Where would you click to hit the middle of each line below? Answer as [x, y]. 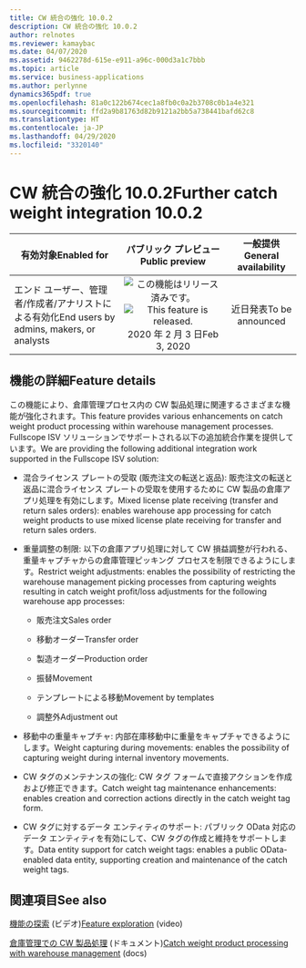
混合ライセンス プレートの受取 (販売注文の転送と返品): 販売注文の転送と [158, 477]
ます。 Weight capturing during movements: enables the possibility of [160, 747]
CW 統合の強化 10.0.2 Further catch [143, 193]
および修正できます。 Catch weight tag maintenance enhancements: [149, 788]
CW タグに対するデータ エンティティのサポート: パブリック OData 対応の [159, 827]
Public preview [173, 261]
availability [261, 267]
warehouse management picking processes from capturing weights [149, 582]
